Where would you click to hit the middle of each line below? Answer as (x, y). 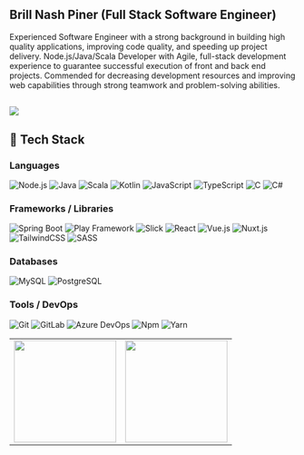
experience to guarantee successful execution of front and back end (137, 65)
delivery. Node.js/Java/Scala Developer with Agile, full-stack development (148, 56)
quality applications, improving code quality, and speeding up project (138, 46)
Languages (35, 165)
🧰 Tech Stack (47, 139)
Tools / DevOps (44, 305)
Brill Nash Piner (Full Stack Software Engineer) (143, 15)
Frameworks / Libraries (62, 208)
